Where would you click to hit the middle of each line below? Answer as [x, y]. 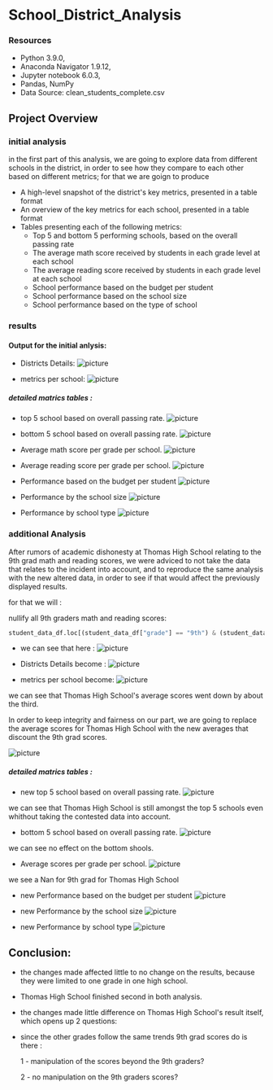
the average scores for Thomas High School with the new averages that [129, 729]
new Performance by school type [76, 927]
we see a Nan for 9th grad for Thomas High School [94, 880]
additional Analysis [48, 534]
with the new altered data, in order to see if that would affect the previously [134, 578]
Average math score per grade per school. [91, 450]
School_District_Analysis [95, 15]
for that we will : [35, 602]
